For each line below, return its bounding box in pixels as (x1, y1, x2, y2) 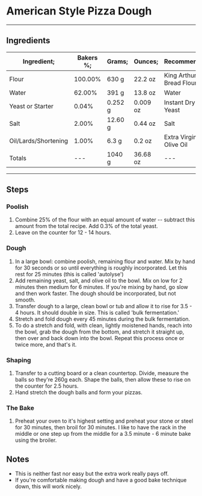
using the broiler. (14, 436, 57, 444)
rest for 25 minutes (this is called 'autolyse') (14, 270, 124, 277)
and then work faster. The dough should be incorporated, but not (14, 290, 176, 297)
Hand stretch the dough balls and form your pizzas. (14, 389, 143, 396)
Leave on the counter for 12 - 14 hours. (14, 229, 111, 236)
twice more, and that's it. (14, 341, 77, 348)
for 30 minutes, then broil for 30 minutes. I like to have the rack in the (14, 424, 186, 431)
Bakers (77, 53, 98, 61)
